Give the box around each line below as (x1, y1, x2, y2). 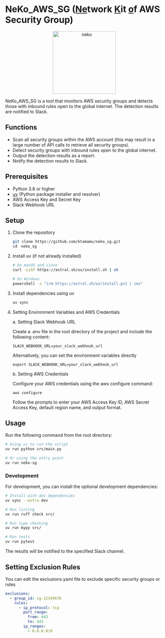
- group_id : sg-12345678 (10, 596, 62, 601)
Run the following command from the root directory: (5, 432, 113, 438)
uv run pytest (5, 539, 35, 544)
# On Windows (12, 276, 40, 282)
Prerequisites (5, 172, 48, 181)
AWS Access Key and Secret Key (12, 196, 81, 202)
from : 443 (27, 614, 49, 619)
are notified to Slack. (5, 108, 48, 114)
